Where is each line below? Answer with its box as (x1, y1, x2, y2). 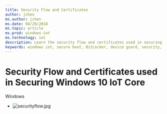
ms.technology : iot (5, 35, 46, 40)
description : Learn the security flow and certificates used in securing (5, 40, 162, 45)
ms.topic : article (5, 26, 43, 31)
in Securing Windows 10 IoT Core (5, 76, 145, 88)
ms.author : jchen (5, 16, 41, 21)
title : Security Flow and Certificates (5, 7, 88, 12)
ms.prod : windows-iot (5, 30, 50, 35)
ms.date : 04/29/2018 (5, 21, 48, 26)
